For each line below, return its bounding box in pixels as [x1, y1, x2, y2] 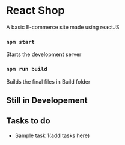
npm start [6, 39, 35, 45]
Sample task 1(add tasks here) [14, 132, 90, 139]
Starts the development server [6, 51, 82, 58]
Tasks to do [6, 116, 50, 126]
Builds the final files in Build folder [6, 78, 91, 85]
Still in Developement [6, 95, 88, 105]
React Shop [6, 4, 65, 17]
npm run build [6, 66, 47, 73]
